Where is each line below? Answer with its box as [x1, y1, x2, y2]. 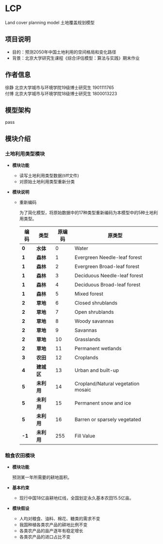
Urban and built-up [74, 367, 119, 374]
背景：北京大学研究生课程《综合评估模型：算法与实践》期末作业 [12, 55, 140, 61]
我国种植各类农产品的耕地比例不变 [19, 522, 88, 527]
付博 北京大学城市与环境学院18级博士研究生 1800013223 [5, 90, 117, 96]
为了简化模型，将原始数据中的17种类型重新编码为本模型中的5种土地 [19, 210, 154, 216]
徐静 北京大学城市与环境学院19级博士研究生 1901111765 [5, 85, 114, 90]
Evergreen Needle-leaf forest [74, 254, 142, 261]
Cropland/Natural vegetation [74, 380, 140, 387]
